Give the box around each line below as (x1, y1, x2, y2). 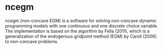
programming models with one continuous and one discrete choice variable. (5, 23, 159, 28)
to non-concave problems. (5, 38, 59, 44)
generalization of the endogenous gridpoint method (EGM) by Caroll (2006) (5, 33, 157, 39)
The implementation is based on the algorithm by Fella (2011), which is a (5, 28, 150, 34)
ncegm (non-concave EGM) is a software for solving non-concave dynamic (5, 18, 157, 24)
